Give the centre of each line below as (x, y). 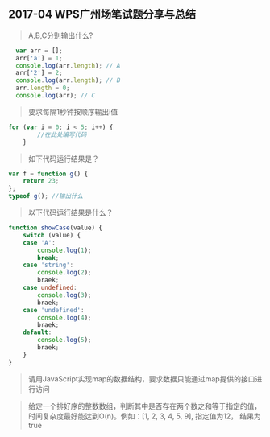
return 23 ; (41, 181)
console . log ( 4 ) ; (64, 317)
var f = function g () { (48, 174)
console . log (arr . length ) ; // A (68, 66)
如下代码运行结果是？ (63, 159)
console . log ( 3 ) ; (64, 295)
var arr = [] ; (39, 51)
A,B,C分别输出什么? (60, 35)
